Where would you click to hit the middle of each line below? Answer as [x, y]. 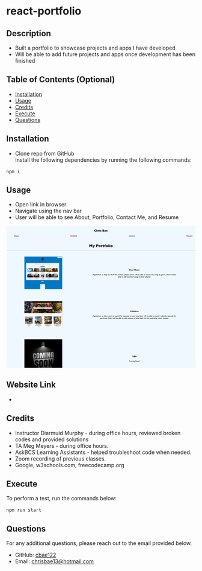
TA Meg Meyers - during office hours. [62, 445]
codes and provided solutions [52, 439]
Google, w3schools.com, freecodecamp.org [69, 465]
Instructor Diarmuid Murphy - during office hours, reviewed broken [98, 433]
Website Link [31, 385]
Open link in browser [41, 205]
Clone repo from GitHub [44, 153]
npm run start [24, 510]
